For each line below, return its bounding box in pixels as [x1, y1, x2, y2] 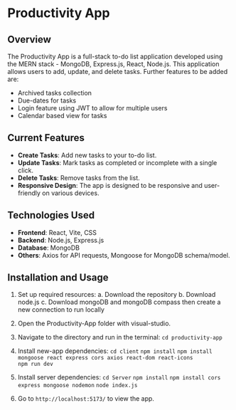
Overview [7, 33, 52, 46]
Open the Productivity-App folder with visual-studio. [17, 319, 171, 328]
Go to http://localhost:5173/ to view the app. [17, 394, 155, 403]
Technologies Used [7, 209, 95, 221]
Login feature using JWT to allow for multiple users [17, 104, 168, 112]
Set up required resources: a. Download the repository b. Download [17, 290, 216, 299]
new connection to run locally [17, 305, 105, 314]
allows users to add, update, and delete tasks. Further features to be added [7, 68, 228, 75]
